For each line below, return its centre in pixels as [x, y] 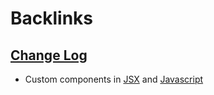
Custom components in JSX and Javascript [114, 79]
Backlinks [52, 18]
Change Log [49, 55]
